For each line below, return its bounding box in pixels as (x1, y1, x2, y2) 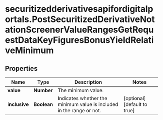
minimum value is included (57, 101, 118, 108)
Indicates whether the (57, 95, 108, 101)
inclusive (7, 101, 29, 108)
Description (74, 79, 102, 85)
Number (33, 87, 53, 94)
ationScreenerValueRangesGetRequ (5, 24, 154, 35)
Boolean (33, 101, 53, 108)
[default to (123, 101, 147, 108)
